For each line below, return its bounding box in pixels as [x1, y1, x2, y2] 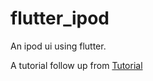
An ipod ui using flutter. [10, 40, 107, 52]
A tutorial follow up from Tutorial [10, 59, 143, 71]
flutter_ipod [10, 7, 110, 30]
